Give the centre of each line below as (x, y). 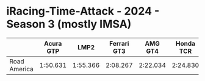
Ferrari (119, 43)
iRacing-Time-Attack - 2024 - (83, 11)
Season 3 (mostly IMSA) (69, 24)
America (21, 69)
